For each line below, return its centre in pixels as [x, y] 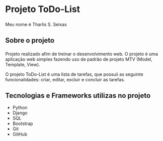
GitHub [20, 134]
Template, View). [23, 65]
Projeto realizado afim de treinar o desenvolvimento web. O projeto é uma [82, 54]
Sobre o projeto [30, 40]
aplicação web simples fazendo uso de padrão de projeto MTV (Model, [79, 59]
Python [20, 108]
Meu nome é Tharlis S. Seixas [36, 25]
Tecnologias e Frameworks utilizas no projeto [78, 96]
